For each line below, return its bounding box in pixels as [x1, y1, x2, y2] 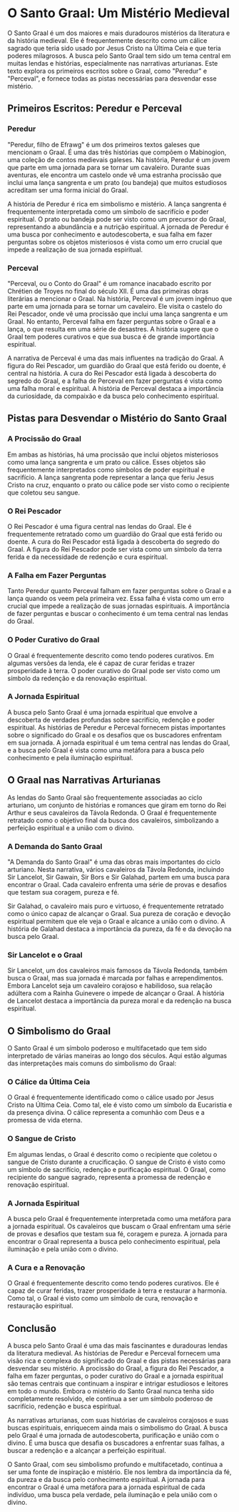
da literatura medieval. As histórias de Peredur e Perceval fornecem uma [7, 1349, 220, 1358]
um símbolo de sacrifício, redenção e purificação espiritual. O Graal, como [7, 1165, 226, 1173]
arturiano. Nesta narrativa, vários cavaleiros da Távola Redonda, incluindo [7, 865, 225, 873]
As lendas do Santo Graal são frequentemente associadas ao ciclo [7, 793, 203, 802]
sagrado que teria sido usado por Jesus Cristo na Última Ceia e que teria [7, 44, 221, 52]
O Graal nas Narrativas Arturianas [7, 774, 161, 787]
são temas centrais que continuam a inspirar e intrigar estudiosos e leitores [7, 1379, 228, 1388]
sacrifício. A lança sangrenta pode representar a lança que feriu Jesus [7, 473, 214, 482]
